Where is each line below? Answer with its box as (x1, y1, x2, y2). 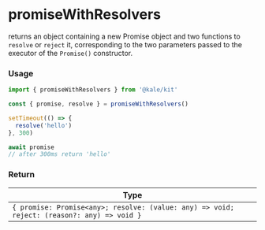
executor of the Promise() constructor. (8, 48, 132, 57)
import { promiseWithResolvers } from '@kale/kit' (8, 86, 178, 94)
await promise (8, 143, 55, 151)
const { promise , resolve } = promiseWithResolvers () (8, 100, 189, 108)
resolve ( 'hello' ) (15, 121, 73, 129)
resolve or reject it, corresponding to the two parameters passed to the (8, 39, 243, 49)
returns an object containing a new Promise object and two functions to (8, 32, 241, 41)
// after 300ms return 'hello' (8, 150, 111, 158)
